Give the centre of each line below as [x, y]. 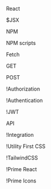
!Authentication [24, 100]
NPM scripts [21, 43]
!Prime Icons [21, 181]
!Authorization [23, 89]
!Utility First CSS [26, 146]
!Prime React [21, 169]
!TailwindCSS [22, 158]
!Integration [20, 135]
